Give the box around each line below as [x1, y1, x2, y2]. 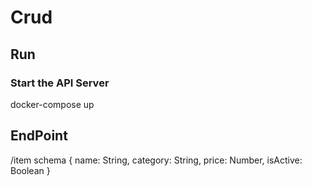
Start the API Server [10, 76, 110, 90]
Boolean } [10, 164, 51, 176]
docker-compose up [10, 98, 95, 110]
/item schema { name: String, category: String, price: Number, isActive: [10, 154, 303, 166]
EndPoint [10, 127, 68, 145]
